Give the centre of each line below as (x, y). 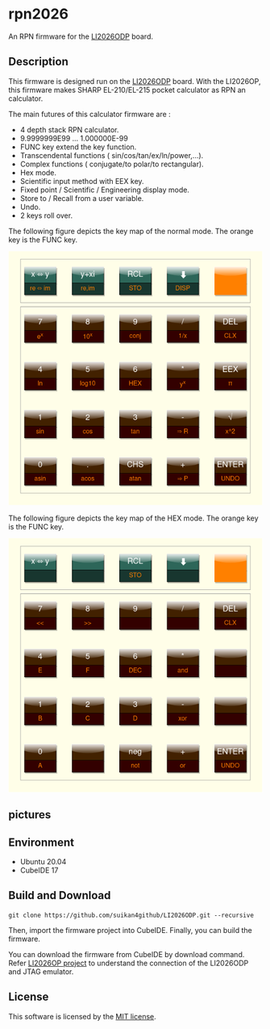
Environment (42, 842)
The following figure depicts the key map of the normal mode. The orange (131, 231)
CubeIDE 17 (39, 870)
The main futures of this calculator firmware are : (89, 114)
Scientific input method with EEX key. (82, 181)
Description (38, 62)
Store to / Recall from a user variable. (82, 198)
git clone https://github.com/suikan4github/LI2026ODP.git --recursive (131, 915)
